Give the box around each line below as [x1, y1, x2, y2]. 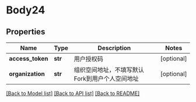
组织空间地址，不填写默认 [73, 66, 145, 73]
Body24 [6, 3, 45, 17]
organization [9, 70, 45, 78]
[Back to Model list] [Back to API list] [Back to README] [6, 90, 140, 97]
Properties [6, 27, 45, 37]
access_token [9, 55, 48, 62]
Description [97, 44, 131, 52]
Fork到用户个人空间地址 [73, 75, 139, 82]
